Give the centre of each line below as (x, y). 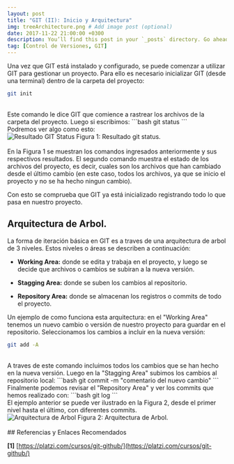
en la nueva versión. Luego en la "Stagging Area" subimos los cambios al (112, 373)
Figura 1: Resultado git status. (119, 136)
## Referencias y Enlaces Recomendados (67, 432)
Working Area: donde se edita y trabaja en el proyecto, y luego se (112, 262)
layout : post (26, 14)
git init (20, 93)
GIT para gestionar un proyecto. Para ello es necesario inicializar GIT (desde (117, 73)
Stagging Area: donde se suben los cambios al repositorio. (102, 283)
